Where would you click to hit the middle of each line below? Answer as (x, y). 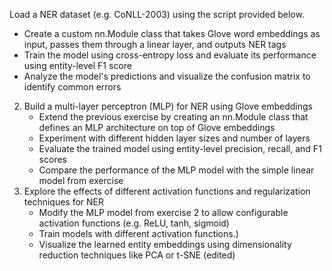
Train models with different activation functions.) (138, 233)
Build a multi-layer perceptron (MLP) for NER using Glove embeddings (168, 106)
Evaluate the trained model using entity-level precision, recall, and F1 (180, 148)
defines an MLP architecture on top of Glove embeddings (157, 127)
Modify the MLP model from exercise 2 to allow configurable (163, 212)
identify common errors (72, 87)
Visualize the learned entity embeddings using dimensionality (165, 244)
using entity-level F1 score (77, 65)
